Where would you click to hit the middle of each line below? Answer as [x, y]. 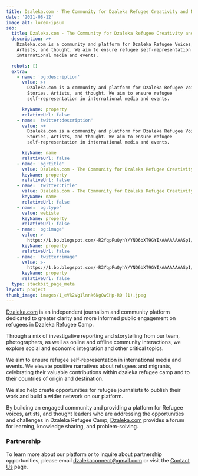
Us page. [17, 467]
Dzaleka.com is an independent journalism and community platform [88, 312]
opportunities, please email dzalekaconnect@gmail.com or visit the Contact [98, 460]
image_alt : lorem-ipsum [35, 22]
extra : [19, 71]
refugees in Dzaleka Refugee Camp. [50, 324]
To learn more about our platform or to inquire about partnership [84, 454]
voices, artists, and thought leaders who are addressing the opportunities [95, 414]
